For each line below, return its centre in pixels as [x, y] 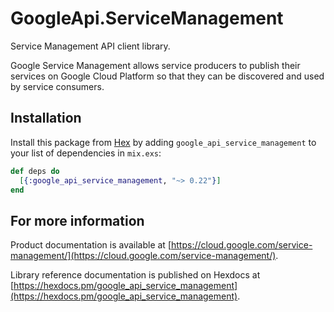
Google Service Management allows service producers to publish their [155, 65]
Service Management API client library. [90, 46]
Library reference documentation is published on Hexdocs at [135, 275]
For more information [77, 220]
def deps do [35, 171]
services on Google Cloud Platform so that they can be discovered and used [167, 76]
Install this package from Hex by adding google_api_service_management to [163, 142]
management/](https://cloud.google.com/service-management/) [143, 256]
